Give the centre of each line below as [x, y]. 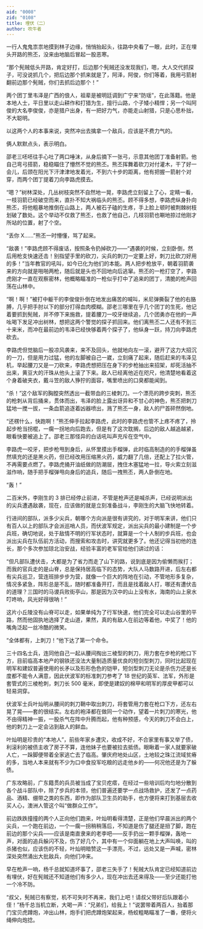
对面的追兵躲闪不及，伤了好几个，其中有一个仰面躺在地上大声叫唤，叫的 [107, 841]
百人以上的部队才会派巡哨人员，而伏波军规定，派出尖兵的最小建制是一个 [101, 526]
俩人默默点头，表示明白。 [38, 144]
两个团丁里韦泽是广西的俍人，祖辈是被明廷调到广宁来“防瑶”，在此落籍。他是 [101, 95]
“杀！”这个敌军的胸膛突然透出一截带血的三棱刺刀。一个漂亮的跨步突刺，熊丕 [101, 393]
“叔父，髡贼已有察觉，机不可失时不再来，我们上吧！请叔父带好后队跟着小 [98, 897]
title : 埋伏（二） [27, 23]
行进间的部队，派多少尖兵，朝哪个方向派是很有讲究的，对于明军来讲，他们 [99, 518]
